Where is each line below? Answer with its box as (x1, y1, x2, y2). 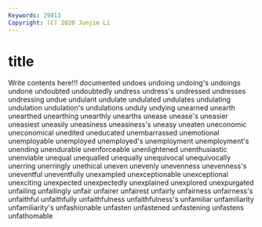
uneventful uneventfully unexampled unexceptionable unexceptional (8, 170, 229, 179)
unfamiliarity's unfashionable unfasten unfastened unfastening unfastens (8, 203, 245, 212)
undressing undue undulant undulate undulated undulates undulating (8, 95, 231, 104)
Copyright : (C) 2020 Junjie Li (8, 19, 111, 27)
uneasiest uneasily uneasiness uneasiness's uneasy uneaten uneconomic (8, 120, 247, 129)
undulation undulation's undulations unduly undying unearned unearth (8, 103, 235, 113)
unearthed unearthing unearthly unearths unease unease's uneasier (8, 111, 229, 121)
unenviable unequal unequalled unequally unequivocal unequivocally (8, 153, 231, 163)
